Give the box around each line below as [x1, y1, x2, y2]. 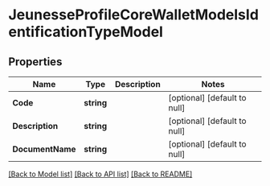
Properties [8, 55, 63, 68]
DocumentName [12, 143, 76, 155]
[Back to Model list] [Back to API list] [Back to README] [8, 169, 193, 179]
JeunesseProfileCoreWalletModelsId [8, 6, 260, 24]
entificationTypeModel [8, 23, 163, 41]
